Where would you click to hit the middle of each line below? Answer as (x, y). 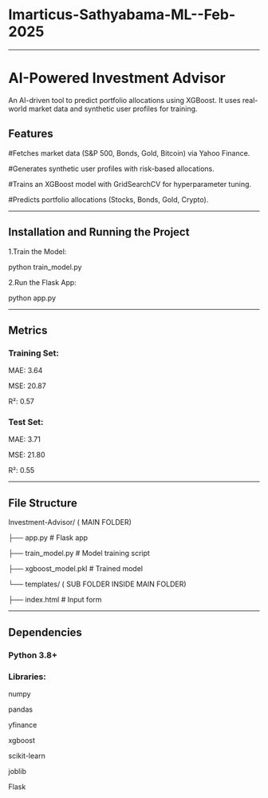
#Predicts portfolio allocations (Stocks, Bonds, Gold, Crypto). (108, 199)
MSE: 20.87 (27, 386)
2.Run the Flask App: (43, 282)
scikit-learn (27, 756)
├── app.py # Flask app (48, 538)
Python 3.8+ (33, 655)
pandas (21, 709)
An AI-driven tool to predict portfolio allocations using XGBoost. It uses (124, 100)
